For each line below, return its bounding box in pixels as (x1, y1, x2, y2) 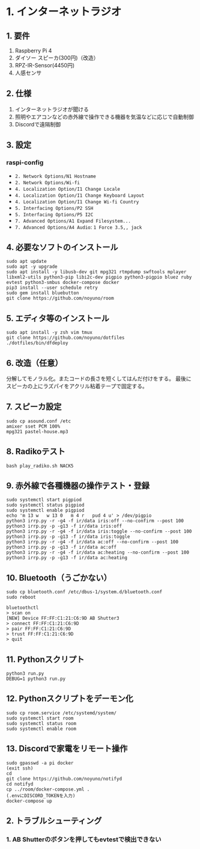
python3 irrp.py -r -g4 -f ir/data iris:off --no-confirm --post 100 (6, 518, 184, 524)
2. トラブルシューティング (6, 816, 102, 826)
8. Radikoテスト (6, 446, 65, 457)
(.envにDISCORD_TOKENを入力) (6, 792, 76, 798)
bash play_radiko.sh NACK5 (6, 463, 74, 469)
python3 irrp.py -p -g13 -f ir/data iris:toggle (6, 534, 130, 540)
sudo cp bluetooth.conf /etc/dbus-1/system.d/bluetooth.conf (6, 589, 163, 595)
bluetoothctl (6, 605, 39, 611)
